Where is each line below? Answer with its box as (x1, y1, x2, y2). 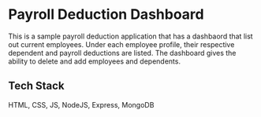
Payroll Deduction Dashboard (8, 5, 204, 24)
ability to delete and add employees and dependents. (8, 57, 181, 66)
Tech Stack (8, 79, 65, 93)
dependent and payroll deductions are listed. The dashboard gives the (8, 48, 237, 57)
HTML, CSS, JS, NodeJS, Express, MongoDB (8, 100, 155, 109)
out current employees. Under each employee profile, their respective (8, 39, 235, 49)
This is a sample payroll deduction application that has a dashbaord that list (8, 31, 254, 41)
